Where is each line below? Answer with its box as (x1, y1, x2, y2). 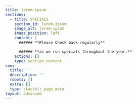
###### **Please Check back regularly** (18, 40, 105, 45)
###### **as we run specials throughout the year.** (18, 49, 132, 54)
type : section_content (14, 58, 62, 63)
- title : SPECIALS (10, 17, 49, 22)
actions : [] (14, 54, 39, 59)
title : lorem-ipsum (5, 7, 47, 13)
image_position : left (14, 31, 60, 36)
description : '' (10, 72, 44, 78)
